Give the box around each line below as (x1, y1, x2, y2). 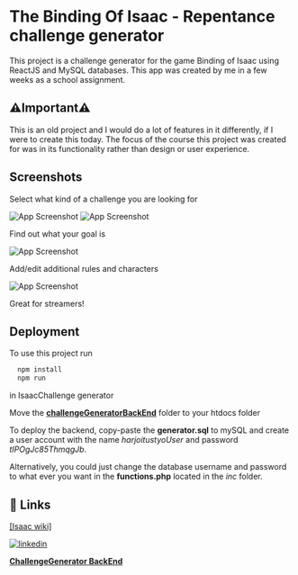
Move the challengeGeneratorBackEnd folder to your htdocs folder (9, 408, 261, 418)
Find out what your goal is (9, 228, 106, 239)
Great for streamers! (9, 298, 85, 309)
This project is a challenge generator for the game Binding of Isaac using (9, 55, 279, 66)
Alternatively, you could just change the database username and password (9, 462, 287, 472)
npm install (17, 365, 63, 374)
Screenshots (9, 169, 83, 185)
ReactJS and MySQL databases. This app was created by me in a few (9, 65, 267, 76)
